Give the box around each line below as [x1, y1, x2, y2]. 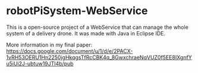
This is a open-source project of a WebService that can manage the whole [6, 24, 188, 31]
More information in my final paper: [6, 41, 93, 48]
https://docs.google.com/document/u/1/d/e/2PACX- [6, 47, 133, 54]
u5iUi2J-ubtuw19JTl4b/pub [6, 60, 74, 67]
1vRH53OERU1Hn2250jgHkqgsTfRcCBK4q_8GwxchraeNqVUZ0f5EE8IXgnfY [6, 54, 192, 61]
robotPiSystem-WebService [6, 4, 148, 18]
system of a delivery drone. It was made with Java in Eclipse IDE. [6, 29, 165, 36]
